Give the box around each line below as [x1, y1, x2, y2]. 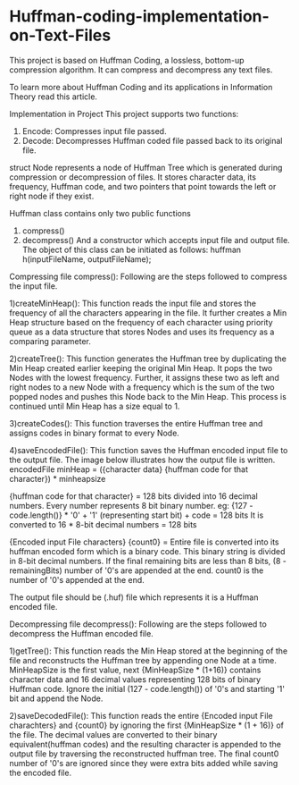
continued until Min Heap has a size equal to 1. [9, 401, 180, 411]
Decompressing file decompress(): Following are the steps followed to [9, 619, 268, 629]
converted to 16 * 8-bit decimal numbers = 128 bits [9, 519, 198, 529]
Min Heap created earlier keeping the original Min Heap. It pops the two [9, 362, 273, 373]
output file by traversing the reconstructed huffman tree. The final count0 [9, 748, 279, 759]
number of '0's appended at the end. [9, 574, 145, 585]
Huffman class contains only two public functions [9, 207, 192, 218]
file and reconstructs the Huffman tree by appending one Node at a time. [9, 654, 277, 665]
